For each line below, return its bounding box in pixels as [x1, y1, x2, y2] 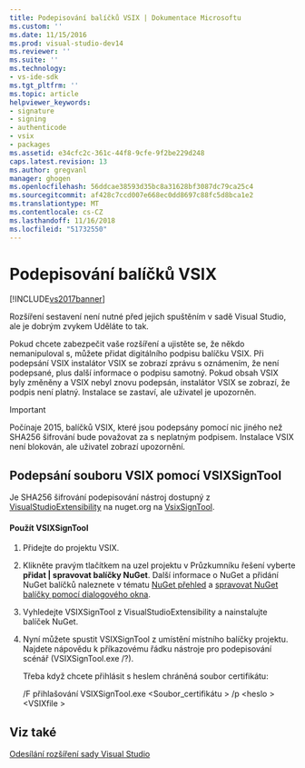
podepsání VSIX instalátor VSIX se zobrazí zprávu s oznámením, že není [9, 358, 280, 369]
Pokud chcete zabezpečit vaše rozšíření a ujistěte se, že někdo [9, 338, 245, 350]
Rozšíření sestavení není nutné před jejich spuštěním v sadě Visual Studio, [9, 311, 287, 323]
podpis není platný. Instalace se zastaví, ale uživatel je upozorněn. [9, 387, 257, 398]
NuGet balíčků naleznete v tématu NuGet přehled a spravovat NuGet [22, 579, 279, 591]
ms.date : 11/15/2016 [9, 30, 88, 39]
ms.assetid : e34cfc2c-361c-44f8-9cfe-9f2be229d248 [9, 148, 205, 157]
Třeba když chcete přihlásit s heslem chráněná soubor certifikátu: [22, 671, 270, 682]
